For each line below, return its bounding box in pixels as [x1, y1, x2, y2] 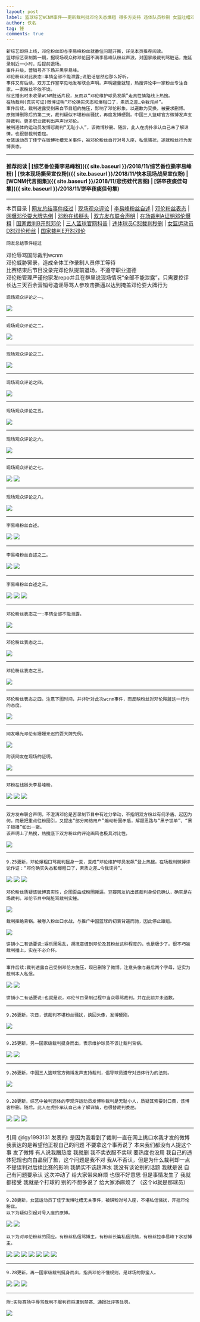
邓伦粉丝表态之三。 [6, 668, 46, 674]
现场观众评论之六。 [6, 437, 46, 443]
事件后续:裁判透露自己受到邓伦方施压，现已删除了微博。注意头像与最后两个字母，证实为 [6, 965, 190, 971]
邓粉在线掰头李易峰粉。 [6, 782, 55, 789]
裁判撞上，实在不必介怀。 [6, 947, 60, 953]
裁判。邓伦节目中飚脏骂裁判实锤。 [10, 895, 82, 902]
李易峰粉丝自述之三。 [6, 582, 51, 588]
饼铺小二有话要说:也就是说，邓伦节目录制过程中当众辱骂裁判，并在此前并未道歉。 [6, 995, 177, 1001]
